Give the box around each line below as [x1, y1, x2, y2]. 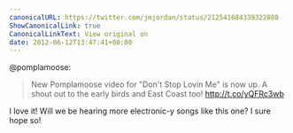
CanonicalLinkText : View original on [9, 29, 149, 38]
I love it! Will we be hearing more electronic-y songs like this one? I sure [9, 106, 272, 116]
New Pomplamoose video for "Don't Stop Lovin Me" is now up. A [30, 79, 268, 90]
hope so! [9, 115, 42, 126]
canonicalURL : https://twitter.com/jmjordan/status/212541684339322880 [9, 12, 279, 22]
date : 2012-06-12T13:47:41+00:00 [9, 37, 133, 47]
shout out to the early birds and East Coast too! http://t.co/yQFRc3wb [30, 89, 285, 99]
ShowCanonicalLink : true [9, 21, 101, 30]
